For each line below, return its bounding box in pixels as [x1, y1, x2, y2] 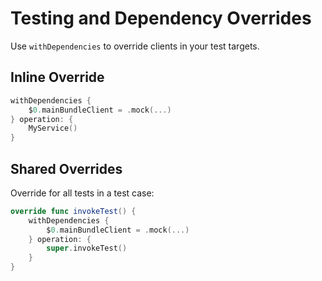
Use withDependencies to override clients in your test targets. [10, 40, 260, 52]
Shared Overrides [10, 160, 123, 177]
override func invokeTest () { [10, 206, 137, 216]
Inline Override [10, 69, 105, 86]
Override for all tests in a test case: [10, 187, 155, 199]
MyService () [28, 123, 78, 134]
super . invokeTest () [46, 243, 128, 254]
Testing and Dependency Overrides [10, 7, 312, 30]
